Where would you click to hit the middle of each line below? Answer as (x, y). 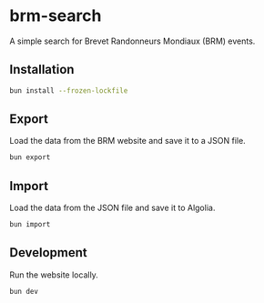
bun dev (24, 291)
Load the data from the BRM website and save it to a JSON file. (127, 141)
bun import (30, 225)
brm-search (56, 16)
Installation (42, 70)
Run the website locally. (54, 275)
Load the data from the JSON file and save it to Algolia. (112, 208)
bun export (30, 157)
